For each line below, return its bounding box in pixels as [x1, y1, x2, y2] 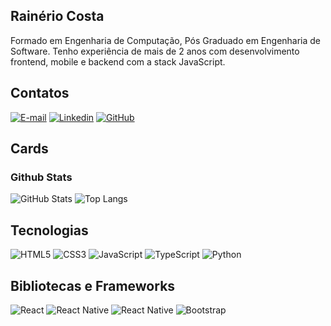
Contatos [10, 85, 70, 102]
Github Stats [10, 170, 73, 184]
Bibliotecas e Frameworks [10, 277, 176, 294]
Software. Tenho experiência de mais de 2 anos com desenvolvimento [10, 45, 300, 57]
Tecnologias [10, 222, 89, 239]
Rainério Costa [10, 8, 105, 25]
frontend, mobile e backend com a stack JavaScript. [10, 55, 226, 68]
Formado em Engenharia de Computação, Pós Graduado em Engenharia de [10, 34, 322, 46]
